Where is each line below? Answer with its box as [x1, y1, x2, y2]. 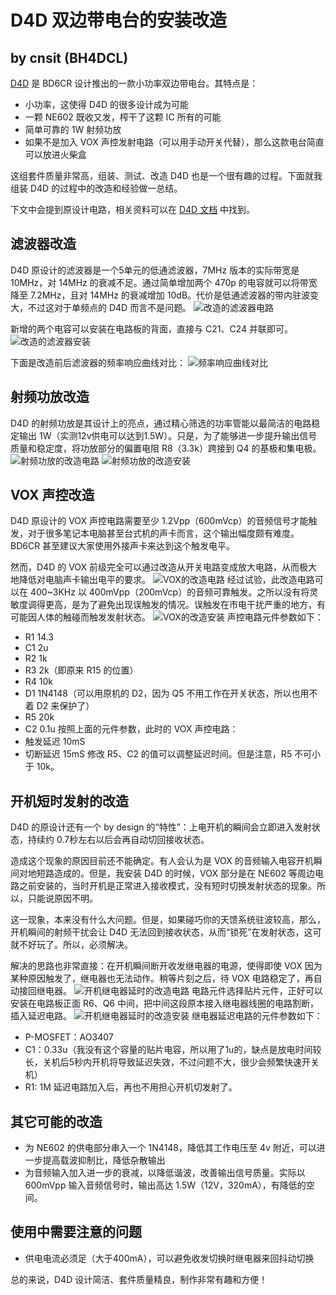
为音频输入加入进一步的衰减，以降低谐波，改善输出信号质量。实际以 [24, 1167, 306, 1179]
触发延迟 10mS [24, 736, 86, 748]
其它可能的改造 [10, 1113, 103, 1130]
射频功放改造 [10, 389, 90, 406]
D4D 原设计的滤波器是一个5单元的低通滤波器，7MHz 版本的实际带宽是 [10, 264, 300, 276]
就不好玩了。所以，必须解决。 [10, 939, 133, 951]
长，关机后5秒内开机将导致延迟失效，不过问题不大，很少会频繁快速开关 [24, 1056, 320, 1068]
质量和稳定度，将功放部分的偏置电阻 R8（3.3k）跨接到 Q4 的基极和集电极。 [10, 442, 322, 454]
